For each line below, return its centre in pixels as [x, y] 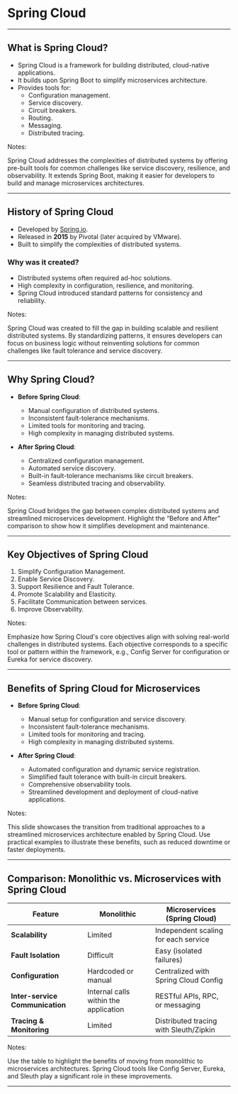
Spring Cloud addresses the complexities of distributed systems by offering [118, 160]
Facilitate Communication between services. [82, 602]
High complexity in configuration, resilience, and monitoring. [106, 285]
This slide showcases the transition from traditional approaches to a [106, 827]
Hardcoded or [110, 971]
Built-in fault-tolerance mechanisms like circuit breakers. [110, 475]
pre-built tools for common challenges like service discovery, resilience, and [119, 167]
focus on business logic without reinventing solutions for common [103, 343]
